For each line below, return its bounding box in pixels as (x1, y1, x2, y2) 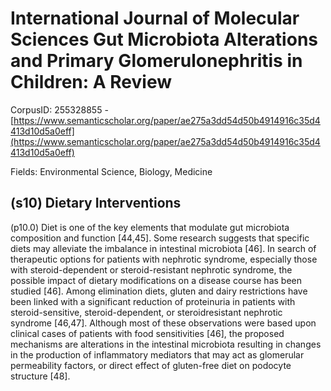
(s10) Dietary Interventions (10, 195, 182, 212)
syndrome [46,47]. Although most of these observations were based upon (10, 317, 317, 329)
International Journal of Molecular (10, 7, 300, 30)
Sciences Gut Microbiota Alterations (10, 28, 318, 51)
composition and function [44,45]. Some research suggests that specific (10, 232, 310, 244)
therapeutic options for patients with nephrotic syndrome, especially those (10, 253, 318, 265)
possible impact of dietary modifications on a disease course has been (10, 274, 303, 286)
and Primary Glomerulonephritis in (10, 50, 303, 72)
